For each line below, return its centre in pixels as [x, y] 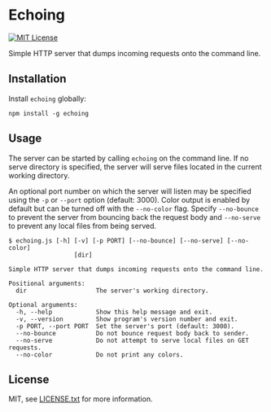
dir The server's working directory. [112, 291]
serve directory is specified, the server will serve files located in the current [135, 167]
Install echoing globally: [48, 99]
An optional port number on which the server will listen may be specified [130, 191]
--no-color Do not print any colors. [100, 355]
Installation [37, 79]
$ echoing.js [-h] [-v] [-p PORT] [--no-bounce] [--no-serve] [116, 241]
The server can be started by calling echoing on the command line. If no [129, 158]
